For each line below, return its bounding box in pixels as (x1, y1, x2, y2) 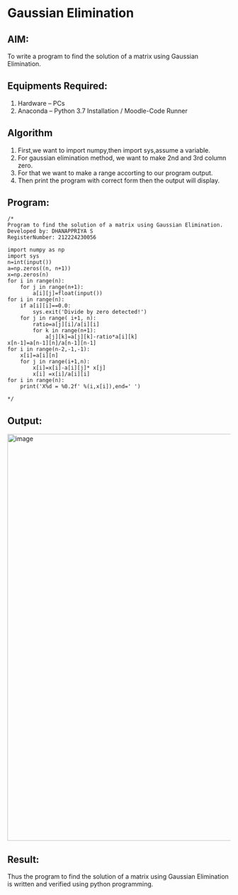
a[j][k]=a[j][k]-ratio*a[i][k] (45, 334, 138, 341)
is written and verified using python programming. (7, 880, 154, 889)
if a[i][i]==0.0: (20, 302, 72, 309)
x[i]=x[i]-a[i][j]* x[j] (33, 364, 106, 372)
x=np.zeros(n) (7, 271, 50, 278)
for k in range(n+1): (33, 327, 97, 334)
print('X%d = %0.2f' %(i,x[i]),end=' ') (20, 383, 141, 390)
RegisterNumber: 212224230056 (7, 234, 97, 241)
